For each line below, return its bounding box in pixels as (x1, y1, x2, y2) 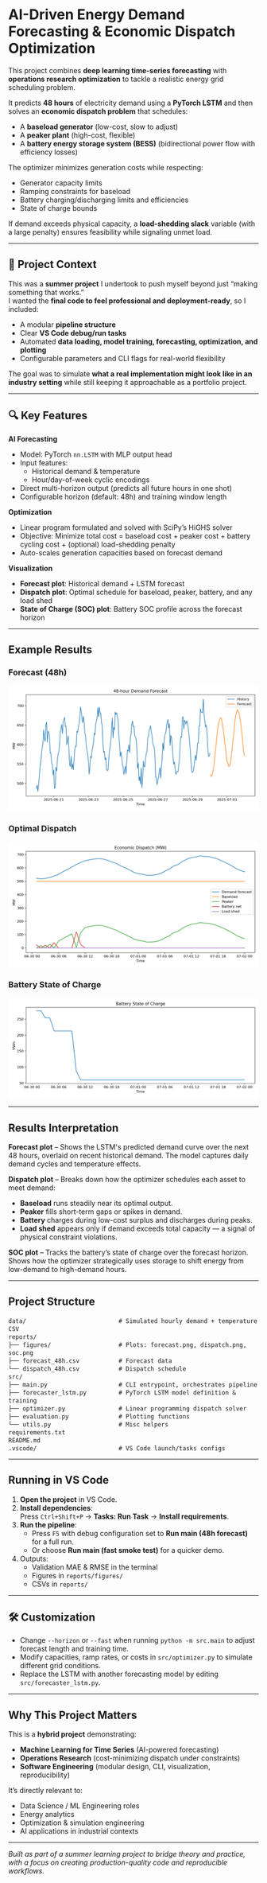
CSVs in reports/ (31, 1579, 89, 1589)
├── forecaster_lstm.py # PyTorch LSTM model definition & (8, 1388, 237, 1397)
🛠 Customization (8, 1610, 95, 1624)
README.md (8, 1436, 41, 1445)
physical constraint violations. (19, 1231, 118, 1242)
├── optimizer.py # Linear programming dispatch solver (8, 1404, 247, 1413)
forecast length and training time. (19, 1644, 129, 1654)
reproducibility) (19, 1770, 70, 1780)
